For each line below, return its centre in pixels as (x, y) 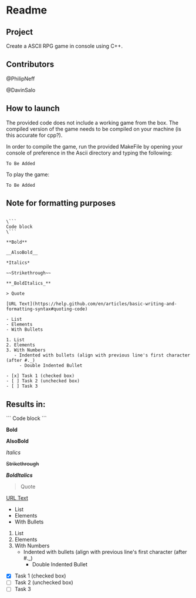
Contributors (30, 64)
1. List (16, 340)
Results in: (26, 404)
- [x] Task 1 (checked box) (40, 376)
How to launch (33, 108)
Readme (27, 10)
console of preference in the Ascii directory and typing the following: (89, 153)
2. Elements (21, 345)
